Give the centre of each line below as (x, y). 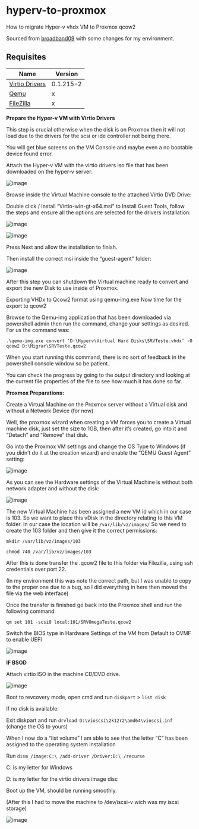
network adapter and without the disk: (53, 488)
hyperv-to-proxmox (56, 10)
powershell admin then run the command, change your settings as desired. (98, 323)
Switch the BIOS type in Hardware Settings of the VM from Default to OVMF (99, 633)
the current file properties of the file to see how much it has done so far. (94, 381)
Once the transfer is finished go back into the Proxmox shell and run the (94, 605)
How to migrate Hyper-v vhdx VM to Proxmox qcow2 (71, 27)
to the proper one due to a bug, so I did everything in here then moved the (97, 587)
